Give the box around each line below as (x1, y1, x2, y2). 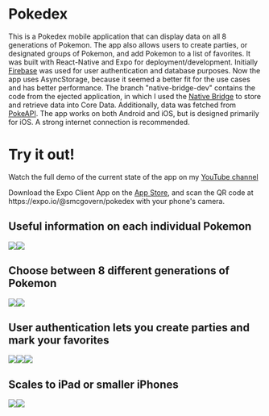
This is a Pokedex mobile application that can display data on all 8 (8, 31, 227, 41)
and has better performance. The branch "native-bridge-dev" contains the (8, 82, 256, 93)
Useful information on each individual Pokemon (8, 219, 252, 234)
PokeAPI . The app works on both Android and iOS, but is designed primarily (8, 108, 259, 118)
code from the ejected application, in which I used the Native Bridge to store (8, 91, 262, 101)
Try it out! (8, 146, 75, 164)
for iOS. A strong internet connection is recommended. (8, 117, 191, 127)
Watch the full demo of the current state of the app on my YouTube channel (8, 172, 259, 181)
